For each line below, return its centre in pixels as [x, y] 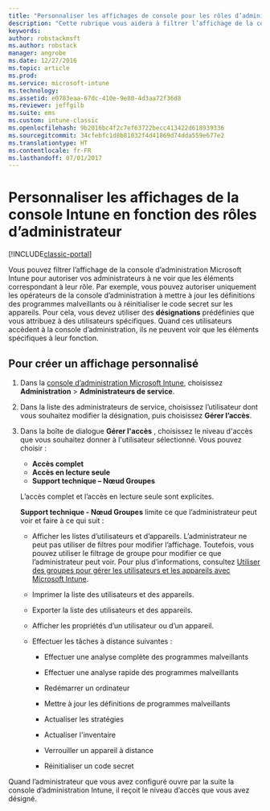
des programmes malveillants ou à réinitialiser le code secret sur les [121, 304]
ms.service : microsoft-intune [59, 83]
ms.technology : [34, 91]
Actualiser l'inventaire [80, 735]
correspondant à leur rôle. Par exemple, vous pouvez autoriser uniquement [133, 287]
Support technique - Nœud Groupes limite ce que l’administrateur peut [138, 512]
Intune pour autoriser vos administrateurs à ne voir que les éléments [121, 278]
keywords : [25, 31]
